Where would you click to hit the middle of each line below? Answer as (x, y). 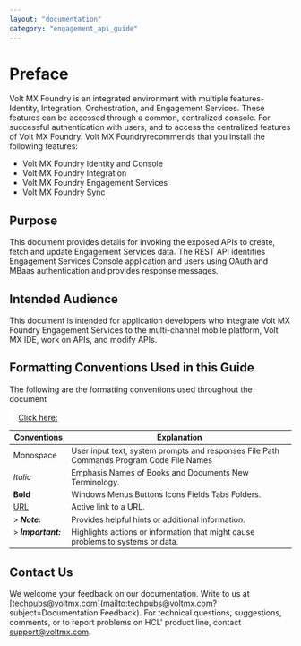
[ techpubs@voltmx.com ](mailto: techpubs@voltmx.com (111, 603)
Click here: (38, 417)
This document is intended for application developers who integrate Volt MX (150, 321)
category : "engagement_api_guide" (74, 28)
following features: (44, 146)
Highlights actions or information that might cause (163, 532)
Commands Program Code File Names (142, 460)
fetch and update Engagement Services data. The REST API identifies (138, 252)
